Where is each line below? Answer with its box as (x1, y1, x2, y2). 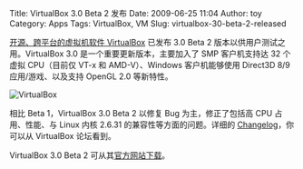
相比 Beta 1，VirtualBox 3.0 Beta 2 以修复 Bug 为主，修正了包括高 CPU (9, 108, 273, 118)
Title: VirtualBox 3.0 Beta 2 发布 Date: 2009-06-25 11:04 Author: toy (9, 8, 263, 18)
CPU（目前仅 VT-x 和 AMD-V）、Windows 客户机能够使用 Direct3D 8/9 (26, 60, 290, 70)
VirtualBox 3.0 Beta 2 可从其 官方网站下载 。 (9, 150, 171, 161)
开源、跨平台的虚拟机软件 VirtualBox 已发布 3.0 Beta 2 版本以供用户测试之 (9, 37, 286, 47)
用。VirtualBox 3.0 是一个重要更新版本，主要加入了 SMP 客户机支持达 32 (9, 48, 281, 59)
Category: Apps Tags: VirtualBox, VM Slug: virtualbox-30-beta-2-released (9, 18, 288, 29)
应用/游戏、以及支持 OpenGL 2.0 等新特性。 (9, 71, 173, 82)
